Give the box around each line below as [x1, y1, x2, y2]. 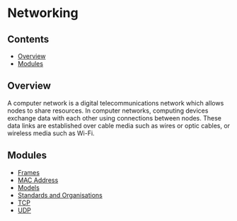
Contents [7, 33, 50, 45]
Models [17, 183, 40, 192]
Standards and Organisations [17, 191, 103, 199]
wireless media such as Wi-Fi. [7, 129, 95, 137]
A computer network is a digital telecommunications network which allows [7, 98, 224, 107]
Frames [17, 168, 40, 176]
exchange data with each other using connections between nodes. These [7, 113, 221, 122]
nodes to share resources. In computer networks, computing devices [7, 106, 209, 115]
